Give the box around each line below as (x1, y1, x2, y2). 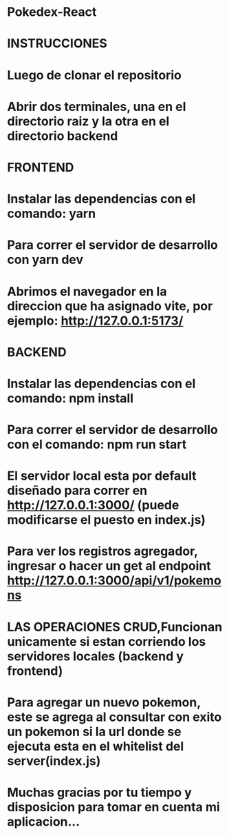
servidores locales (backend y (7, 649, 184, 664)
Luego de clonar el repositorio (7, 67, 182, 83)
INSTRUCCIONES (7, 36, 108, 52)
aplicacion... (7, 814, 80, 829)
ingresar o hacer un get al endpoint (7, 558, 211, 574)
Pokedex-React (7, 4, 97, 20)
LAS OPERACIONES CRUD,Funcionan (7, 619, 223, 635)
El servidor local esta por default (7, 468, 197, 484)
